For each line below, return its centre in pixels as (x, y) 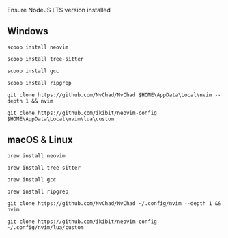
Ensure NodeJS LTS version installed (59, 10)
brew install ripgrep (38, 191)
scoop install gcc (33, 71)
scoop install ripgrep (39, 83)
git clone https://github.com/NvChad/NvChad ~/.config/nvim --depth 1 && (114, 203)
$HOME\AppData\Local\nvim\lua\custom (61, 119)
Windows (28, 31)
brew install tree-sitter (44, 168)
